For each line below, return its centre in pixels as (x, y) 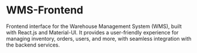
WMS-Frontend (45, 10)
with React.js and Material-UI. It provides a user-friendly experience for (92, 32)
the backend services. (33, 45)
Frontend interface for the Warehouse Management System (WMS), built (94, 26)
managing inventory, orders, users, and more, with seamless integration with (99, 38)
